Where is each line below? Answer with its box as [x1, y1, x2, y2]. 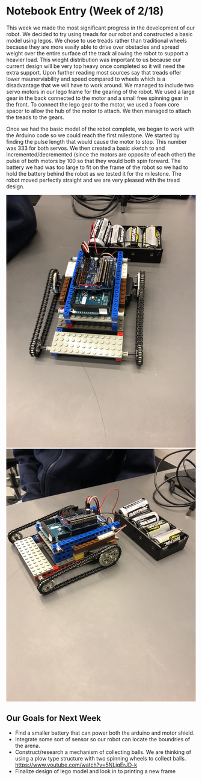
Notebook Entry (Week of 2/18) [6, 4, 164, 18]
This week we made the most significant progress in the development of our [6, 24, 195, 31]
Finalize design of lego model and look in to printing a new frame [14, 767, 176, 774]
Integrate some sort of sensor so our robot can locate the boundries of [14, 735, 191, 742]
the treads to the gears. [6, 113, 64, 121]
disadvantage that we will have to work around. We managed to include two [6, 81, 194, 88]
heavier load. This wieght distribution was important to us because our [6, 56, 182, 63]
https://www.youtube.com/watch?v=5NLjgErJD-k [14, 761, 137, 768]
